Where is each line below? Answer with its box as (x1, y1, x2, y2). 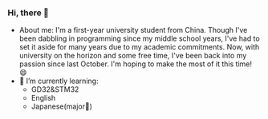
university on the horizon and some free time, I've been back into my (18, 51, 247, 61)
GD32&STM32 (30, 85, 79, 94)
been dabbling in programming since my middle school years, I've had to (18, 34, 260, 43)
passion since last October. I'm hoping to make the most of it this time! (18, 59, 252, 69)
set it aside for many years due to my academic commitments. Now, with (18, 42, 260, 52)
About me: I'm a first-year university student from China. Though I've (18, 26, 248, 35)
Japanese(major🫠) (30, 101, 93, 111)
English (30, 93, 56, 103)
